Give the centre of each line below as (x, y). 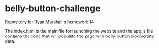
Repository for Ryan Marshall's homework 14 (50, 22)
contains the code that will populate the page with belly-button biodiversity (80, 36)
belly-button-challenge (53, 8)
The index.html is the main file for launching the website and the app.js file (79, 31)
